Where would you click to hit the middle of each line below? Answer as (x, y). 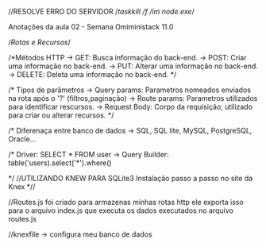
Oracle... (22, 139)
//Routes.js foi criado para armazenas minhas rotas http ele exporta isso (126, 202)
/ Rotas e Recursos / (40, 42)
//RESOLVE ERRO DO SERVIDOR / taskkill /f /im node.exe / (101, 12)
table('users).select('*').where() (60, 163)
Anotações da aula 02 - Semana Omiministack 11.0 (91, 27)
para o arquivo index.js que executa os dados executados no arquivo (121, 210)
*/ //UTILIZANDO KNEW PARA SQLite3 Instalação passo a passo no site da (131, 178)
